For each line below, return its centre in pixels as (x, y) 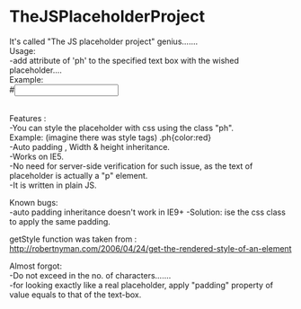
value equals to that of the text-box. (75, 295)
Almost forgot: (36, 266)
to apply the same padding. (60, 221)
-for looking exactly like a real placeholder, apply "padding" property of (142, 285)
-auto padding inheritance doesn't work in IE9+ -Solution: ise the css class (147, 212)
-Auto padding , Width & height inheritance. (90, 146)
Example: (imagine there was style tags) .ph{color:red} (111, 137)
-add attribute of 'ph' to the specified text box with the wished (124, 60)
